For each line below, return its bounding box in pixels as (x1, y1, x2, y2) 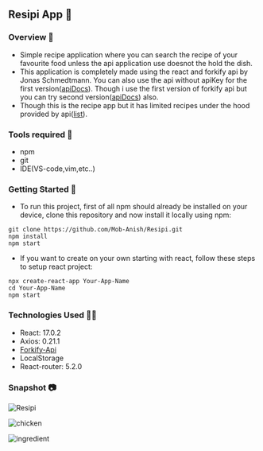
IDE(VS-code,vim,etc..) (19, 164, 95, 173)
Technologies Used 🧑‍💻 (8, 309, 97, 321)
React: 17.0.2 (19, 328, 61, 337)
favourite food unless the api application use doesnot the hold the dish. (19, 58, 253, 68)
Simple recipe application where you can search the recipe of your (19, 49, 238, 60)
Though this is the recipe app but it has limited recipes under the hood (19, 100, 250, 110)
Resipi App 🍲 (8, 8, 73, 21)
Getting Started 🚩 (8, 184, 77, 195)
